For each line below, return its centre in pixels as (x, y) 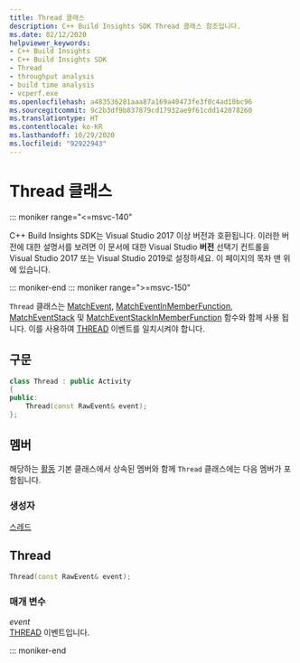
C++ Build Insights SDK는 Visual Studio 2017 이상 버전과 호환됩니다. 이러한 (145, 235)
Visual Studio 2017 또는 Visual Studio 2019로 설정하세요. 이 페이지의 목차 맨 (145, 257)
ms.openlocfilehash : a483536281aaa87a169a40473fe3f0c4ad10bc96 (131, 102)
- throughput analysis (52, 77)
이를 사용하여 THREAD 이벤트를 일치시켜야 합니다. (117, 328)
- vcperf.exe (34, 93)
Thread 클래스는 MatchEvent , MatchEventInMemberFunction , (121, 306)
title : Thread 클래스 (47, 18)
